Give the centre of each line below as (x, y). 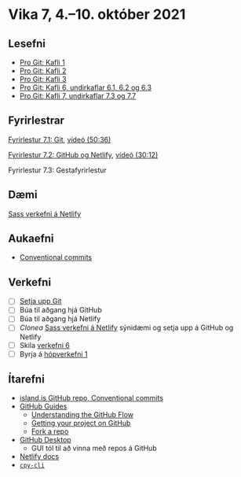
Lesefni (27, 44)
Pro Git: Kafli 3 (43, 79)
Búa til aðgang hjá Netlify (60, 319)
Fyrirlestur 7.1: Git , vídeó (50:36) (60, 139)
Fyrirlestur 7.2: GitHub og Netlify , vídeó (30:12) (83, 154)
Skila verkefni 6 (45, 345)
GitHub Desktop (46, 440)
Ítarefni (26, 379)
